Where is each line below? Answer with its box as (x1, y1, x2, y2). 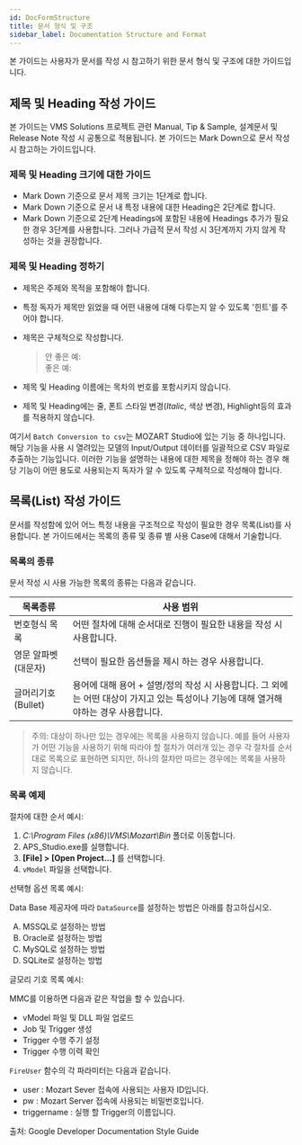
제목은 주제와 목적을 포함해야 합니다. (22, 282, 150, 293)
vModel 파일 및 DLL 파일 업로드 (22, 1013, 135, 1024)
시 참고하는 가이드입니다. (9, 144, 96, 155)
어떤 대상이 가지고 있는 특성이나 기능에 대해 (83, 692, 256, 704)
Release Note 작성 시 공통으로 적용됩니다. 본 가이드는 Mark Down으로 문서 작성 (9, 132, 290, 144)
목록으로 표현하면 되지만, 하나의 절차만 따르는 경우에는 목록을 (48, 753, 262, 764)
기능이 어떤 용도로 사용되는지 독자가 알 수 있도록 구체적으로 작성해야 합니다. (18, 464, 283, 475)
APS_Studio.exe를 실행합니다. (22, 842, 129, 853)
